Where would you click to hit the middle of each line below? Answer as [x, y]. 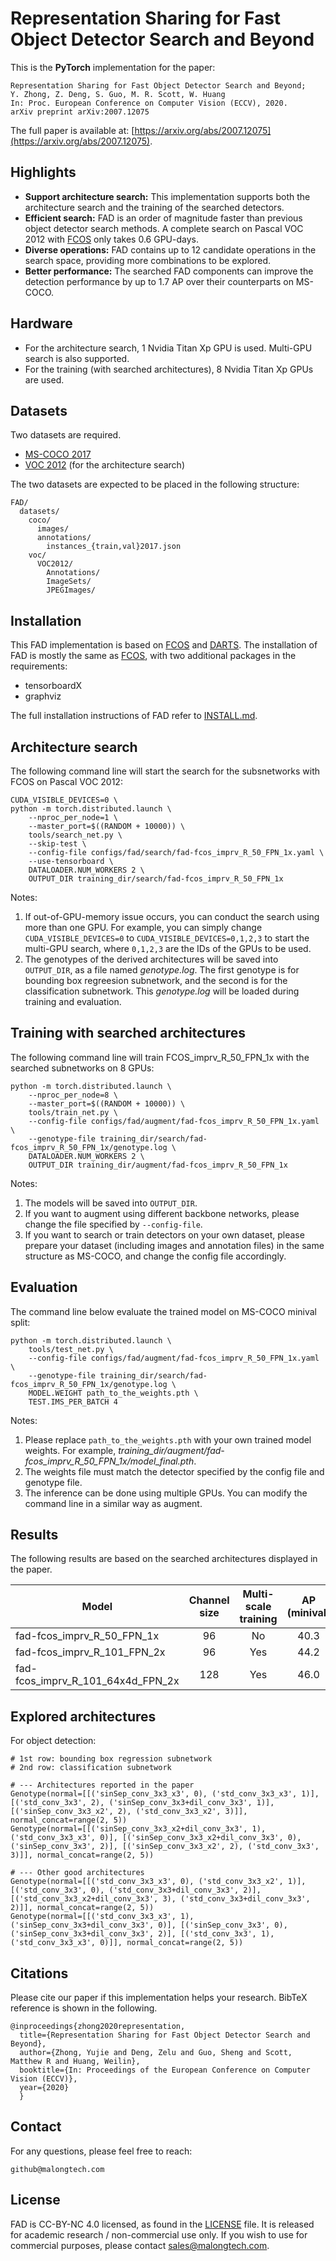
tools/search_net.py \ [75, 835]
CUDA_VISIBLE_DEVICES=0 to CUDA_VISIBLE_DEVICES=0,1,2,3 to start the [167, 938]
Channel [209, 1600]
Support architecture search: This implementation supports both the [167, 196]
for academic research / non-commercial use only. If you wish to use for [159, 2234]
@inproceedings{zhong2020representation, [98, 2027]
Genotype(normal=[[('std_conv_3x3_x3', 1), [102, 1917]
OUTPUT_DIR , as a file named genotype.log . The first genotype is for [162, 970]
